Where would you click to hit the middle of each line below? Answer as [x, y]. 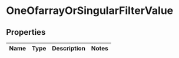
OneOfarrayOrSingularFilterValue [90, 11]
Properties [26, 32]
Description [69, 48]
